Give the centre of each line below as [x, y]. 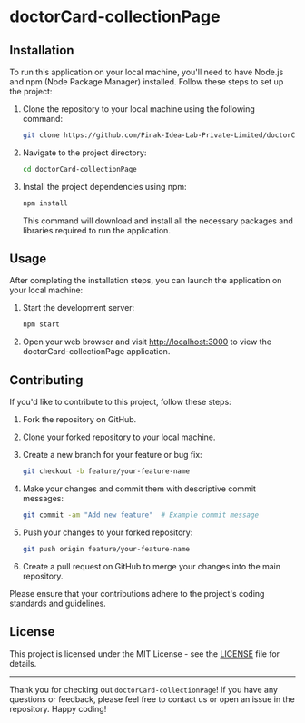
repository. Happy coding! [58, 708]
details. [23, 663]
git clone [41, 135]
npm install [45, 203]
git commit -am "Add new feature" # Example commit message [141, 515]
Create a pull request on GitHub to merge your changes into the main [152, 566]
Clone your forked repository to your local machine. [119, 437]
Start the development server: [79, 308]
